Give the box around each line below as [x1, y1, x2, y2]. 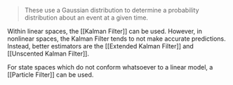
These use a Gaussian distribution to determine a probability [24, 6, 199, 14]
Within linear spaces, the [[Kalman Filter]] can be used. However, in [7, 27, 202, 35]
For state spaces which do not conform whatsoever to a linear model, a [7, 63, 213, 71]
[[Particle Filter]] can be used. [7, 70, 94, 79]
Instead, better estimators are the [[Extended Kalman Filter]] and [7, 42, 194, 50]
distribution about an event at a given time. [24, 13, 149, 22]
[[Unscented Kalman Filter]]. [7, 49, 90, 58]
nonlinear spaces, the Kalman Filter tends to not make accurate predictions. [7, 34, 226, 43]
